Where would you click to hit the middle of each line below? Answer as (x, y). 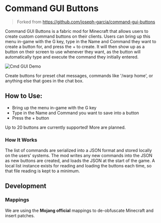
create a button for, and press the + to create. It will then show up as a (75, 46)
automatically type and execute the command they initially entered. (72, 57)
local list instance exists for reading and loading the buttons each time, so (78, 166)
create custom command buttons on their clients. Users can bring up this (78, 36)
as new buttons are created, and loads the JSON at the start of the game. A (80, 161)
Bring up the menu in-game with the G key (54, 107)
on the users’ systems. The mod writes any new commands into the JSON (79, 156)
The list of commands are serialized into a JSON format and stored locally (79, 150)
